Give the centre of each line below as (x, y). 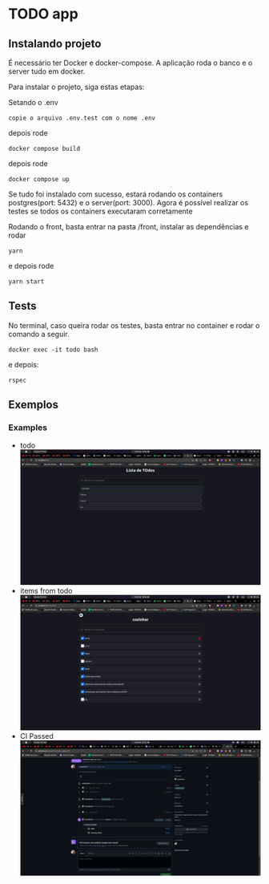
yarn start (26, 282)
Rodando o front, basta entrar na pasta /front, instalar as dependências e (128, 227)
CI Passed (37, 736)
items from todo (46, 590)
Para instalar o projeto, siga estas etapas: (76, 87)
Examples (28, 428)
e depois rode (31, 266)
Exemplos (33, 405)
